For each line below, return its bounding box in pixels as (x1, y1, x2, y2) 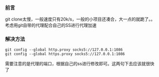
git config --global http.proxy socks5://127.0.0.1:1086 (5, 47, 123, 52)
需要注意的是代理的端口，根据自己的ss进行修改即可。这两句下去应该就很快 (5, 60, 155, 66)
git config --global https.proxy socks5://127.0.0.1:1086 (5, 51, 125, 57)
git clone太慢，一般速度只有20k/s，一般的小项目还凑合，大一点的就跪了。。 (5, 16, 156, 22)
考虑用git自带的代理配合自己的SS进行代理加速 (5, 22, 97, 28)
